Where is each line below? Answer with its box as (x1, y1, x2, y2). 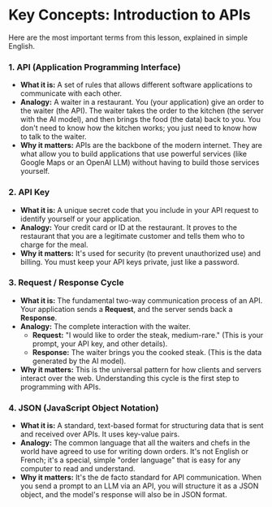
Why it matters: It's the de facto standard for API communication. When (19, 473, 262, 483)
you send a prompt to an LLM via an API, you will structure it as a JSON (19, 481, 259, 491)
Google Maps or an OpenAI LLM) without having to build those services (19, 158, 260, 167)
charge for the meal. (19, 240, 89, 249)
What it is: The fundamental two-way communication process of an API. (19, 295, 263, 305)
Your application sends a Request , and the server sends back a (19, 304, 233, 314)
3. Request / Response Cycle (8, 277, 124, 288)
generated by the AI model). (32, 356, 127, 366)
